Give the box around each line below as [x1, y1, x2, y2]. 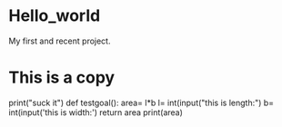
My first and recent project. [8, 35, 111, 46]
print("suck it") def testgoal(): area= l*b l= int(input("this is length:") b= [8, 97, 275, 108]
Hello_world [8, 5, 101, 26]
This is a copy [8, 67, 116, 88]
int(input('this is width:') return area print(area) [8, 106, 184, 118]
